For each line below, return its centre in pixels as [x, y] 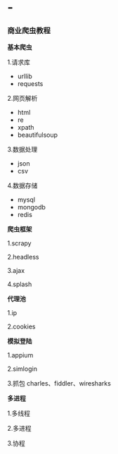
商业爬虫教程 [29, 31]
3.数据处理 [22, 149]
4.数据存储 [22, 185]
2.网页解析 [22, 99]
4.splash [20, 284]
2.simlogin [22, 369]
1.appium [20, 355]
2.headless [23, 257]
